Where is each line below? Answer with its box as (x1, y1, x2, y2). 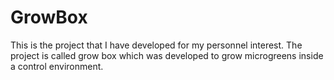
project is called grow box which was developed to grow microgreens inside (10, 49, 324, 61)
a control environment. (10, 60, 104, 72)
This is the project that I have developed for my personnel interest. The (10, 39, 303, 51)
